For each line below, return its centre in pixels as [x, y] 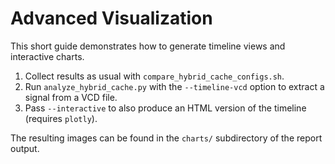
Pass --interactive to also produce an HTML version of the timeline [165, 108]
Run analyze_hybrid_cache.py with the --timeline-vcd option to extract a [174, 86]
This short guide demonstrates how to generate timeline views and [148, 46]
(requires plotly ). [61, 118]
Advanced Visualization [111, 18]
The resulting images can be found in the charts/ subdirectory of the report [166, 138]
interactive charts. [47, 56]
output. [25, 148]
